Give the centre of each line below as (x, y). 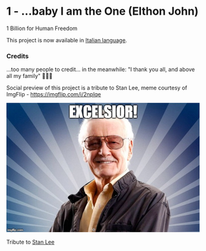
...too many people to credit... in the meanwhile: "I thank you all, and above (101, 69)
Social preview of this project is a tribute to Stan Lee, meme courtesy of (97, 88)
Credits (17, 56)
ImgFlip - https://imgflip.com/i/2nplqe (54, 95)
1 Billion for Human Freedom (42, 28)
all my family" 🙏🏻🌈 (30, 76)
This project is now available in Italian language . (67, 40)
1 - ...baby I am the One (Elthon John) (103, 11)
